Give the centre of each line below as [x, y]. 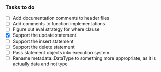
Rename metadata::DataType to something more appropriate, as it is [84, 58]
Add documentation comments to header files [61, 18]
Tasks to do [20, 7]
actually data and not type [40, 64]
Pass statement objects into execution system [61, 52]
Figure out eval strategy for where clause [56, 29]
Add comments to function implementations [59, 24]
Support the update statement [44, 35]
